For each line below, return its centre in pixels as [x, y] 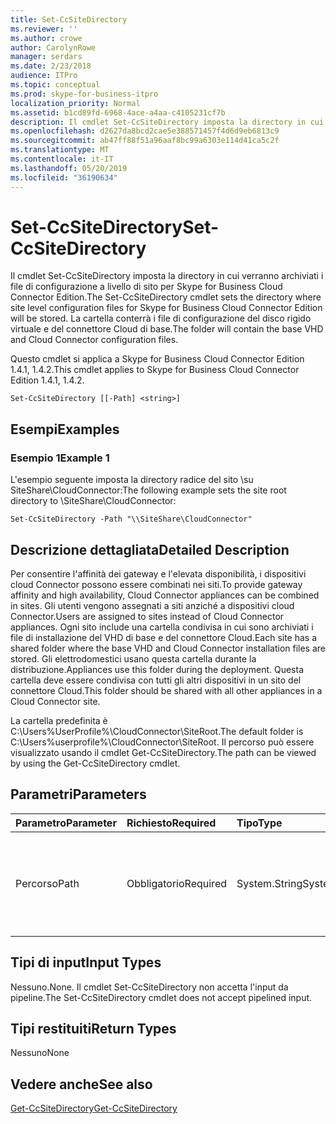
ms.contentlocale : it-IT [62, 159]
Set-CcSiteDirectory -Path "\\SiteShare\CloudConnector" [131, 519]
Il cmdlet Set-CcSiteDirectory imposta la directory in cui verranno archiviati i [167, 276]
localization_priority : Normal [75, 103]
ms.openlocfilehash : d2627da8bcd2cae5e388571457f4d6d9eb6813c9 [145, 131]
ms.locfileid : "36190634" [64, 177]
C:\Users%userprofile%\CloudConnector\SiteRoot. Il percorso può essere [162, 742]
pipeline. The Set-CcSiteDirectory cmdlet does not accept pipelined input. [161, 997]
